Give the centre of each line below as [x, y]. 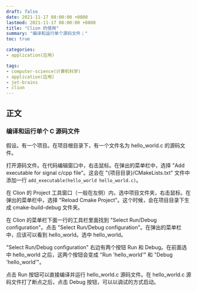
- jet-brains [22, 82]
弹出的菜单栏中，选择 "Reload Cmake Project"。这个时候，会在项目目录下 [95, 200]
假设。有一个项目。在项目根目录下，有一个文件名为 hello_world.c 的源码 [93, 145]
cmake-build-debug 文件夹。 [48, 207]
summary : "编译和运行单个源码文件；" [47, 34]
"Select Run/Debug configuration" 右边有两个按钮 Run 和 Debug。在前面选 [96, 247]
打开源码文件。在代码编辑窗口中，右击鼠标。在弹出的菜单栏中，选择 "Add [96, 165]
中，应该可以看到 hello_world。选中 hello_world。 [66, 234]
